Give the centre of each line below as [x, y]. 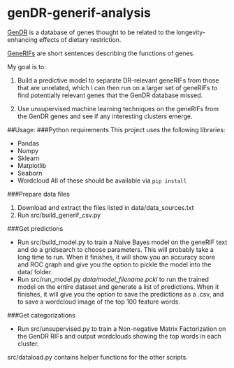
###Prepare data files [38, 194]
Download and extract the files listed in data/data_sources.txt [105, 207]
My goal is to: [27, 66]
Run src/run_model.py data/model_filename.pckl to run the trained [113, 279]
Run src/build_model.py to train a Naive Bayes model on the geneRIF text [122, 242]
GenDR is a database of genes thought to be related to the [91, 32]
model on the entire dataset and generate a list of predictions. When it [118, 286]
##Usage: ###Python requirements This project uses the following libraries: [116, 129]
